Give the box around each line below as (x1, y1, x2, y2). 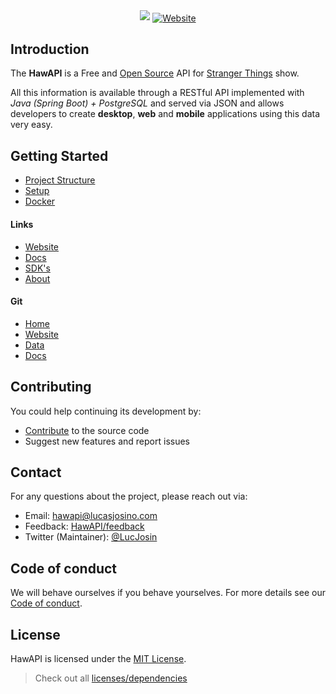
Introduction (10, 41, 90, 58)
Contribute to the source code (24, 424, 150, 436)
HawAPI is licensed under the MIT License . (10, 652, 187, 664)
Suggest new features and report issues (24, 435, 191, 447)
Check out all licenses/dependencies (34, 672, 188, 684)
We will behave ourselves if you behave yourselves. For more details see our (10, 587, 326, 599)
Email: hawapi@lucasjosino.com (24, 510, 158, 522)
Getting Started (10, 147, 109, 164)
